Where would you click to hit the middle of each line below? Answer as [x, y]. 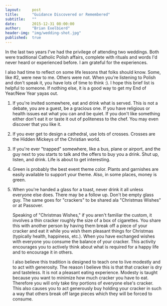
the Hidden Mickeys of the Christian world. [56, 139]
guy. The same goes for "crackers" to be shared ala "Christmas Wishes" [86, 200]
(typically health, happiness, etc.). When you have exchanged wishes [83, 236]
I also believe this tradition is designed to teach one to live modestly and [86, 262]
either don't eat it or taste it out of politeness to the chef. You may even [85, 119]
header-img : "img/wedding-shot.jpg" [43, 33]
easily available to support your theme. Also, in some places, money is [84, 174]
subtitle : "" [21, 19]
